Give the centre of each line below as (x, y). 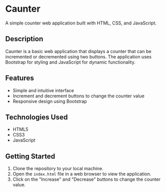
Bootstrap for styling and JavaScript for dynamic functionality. (71, 62)
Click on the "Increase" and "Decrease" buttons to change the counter (87, 179)
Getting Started (30, 156)
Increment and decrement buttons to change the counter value (78, 96)
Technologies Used (36, 117)
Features (20, 78)
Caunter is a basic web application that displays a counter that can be (78, 51)
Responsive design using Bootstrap (50, 101)
